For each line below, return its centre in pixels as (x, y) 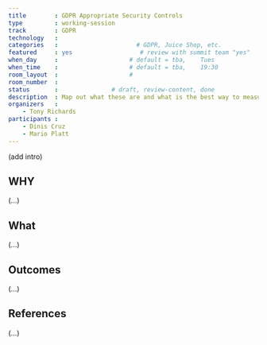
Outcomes (35, 270)
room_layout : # (71, 75)
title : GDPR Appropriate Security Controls (95, 16)
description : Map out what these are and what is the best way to (124, 97)
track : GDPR (43, 30)
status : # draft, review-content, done (112, 89)
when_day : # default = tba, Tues (112, 60)
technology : (33, 38)
